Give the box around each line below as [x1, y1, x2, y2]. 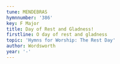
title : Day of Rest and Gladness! [6, 26, 94, 32]
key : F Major [6, 20, 40, 26]
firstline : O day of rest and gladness [6, 32, 108, 38]
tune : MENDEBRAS [6, 9, 48, 15]
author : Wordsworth [6, 43, 56, 49]
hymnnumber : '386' [6, 15, 53, 21]
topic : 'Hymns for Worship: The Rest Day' [6, 37, 116, 43]
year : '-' [6, 49, 32, 55]
